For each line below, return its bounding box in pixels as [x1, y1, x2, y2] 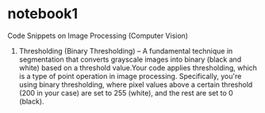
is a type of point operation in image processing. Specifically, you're [18, 71, 242, 81]
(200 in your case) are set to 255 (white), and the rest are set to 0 [18, 88, 233, 97]
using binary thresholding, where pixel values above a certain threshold [18, 80, 253, 89]
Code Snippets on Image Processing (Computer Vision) [7, 31, 188, 40]
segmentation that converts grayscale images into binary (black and [18, 55, 242, 64]
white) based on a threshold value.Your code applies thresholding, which [18, 62, 257, 72]
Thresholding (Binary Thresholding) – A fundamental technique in [18, 46, 233, 55]
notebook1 [7, 5, 79, 23]
